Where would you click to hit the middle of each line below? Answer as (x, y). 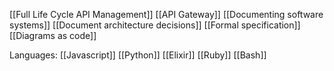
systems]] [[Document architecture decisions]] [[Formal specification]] (155, 25)
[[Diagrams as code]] (53, 35)
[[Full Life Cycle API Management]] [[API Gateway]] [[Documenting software (166, 14)
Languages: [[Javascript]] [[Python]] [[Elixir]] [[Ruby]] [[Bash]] (138, 55)
